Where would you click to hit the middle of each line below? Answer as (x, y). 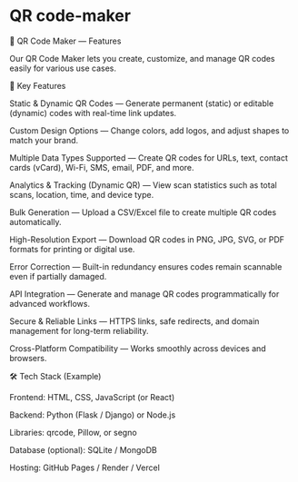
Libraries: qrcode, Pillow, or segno (74, 432)
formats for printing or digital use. (72, 249)
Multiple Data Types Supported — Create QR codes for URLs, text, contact (149, 157)
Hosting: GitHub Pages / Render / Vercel (85, 467)
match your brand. (44, 140)
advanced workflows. (50, 303)
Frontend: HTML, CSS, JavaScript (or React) (92, 397)
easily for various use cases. (63, 68)
